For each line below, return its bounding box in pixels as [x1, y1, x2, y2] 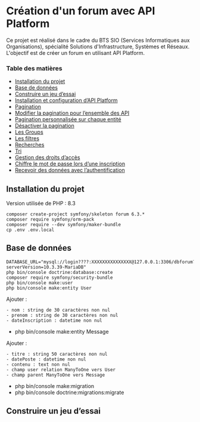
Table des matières [6, 64, 62, 72]
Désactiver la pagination [14, 122, 74, 130]
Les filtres [14, 135, 40, 142]
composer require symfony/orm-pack [6, 217, 95, 223]
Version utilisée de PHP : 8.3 [6, 200, 76, 207]
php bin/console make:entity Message [14, 328, 109, 335]
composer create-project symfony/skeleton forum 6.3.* [6, 211, 145, 217]
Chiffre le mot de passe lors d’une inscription [14, 160, 126, 168]
